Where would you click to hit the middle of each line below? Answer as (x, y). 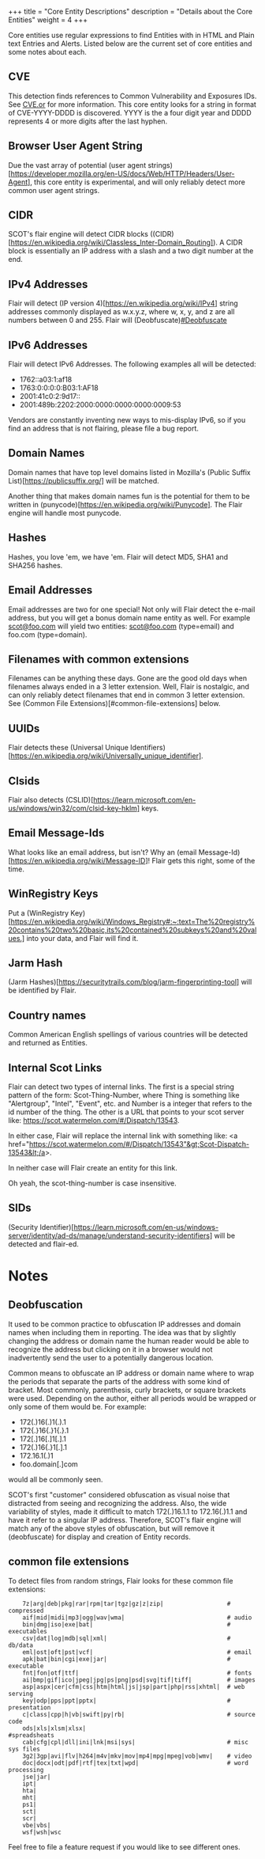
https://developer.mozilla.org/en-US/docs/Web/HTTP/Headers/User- (123, 173)
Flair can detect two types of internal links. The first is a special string (121, 1087)
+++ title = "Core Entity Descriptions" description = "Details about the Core (131, 11)
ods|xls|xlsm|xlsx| (54, 1728)
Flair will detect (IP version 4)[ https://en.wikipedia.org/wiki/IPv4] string (123, 303)
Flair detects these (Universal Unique (68, 748)
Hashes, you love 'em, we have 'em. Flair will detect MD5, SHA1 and (118, 556)
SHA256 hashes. (35, 565)
